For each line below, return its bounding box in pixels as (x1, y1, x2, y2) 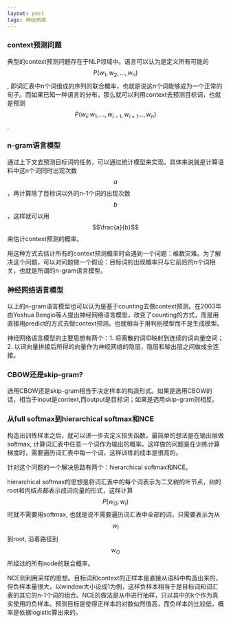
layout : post (7, 10, 45, 17)
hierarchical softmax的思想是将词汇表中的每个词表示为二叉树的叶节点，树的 (7, 477, 221, 486)
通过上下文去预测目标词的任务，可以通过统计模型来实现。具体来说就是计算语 (7, 157, 224, 166)
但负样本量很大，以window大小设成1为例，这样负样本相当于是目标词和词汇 (7, 582, 219, 591)
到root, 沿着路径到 (7, 535, 58, 543)
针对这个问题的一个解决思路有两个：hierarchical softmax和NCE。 (7, 463, 192, 471)
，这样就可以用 (7, 212, 49, 220)
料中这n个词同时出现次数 (7, 166, 78, 174)
